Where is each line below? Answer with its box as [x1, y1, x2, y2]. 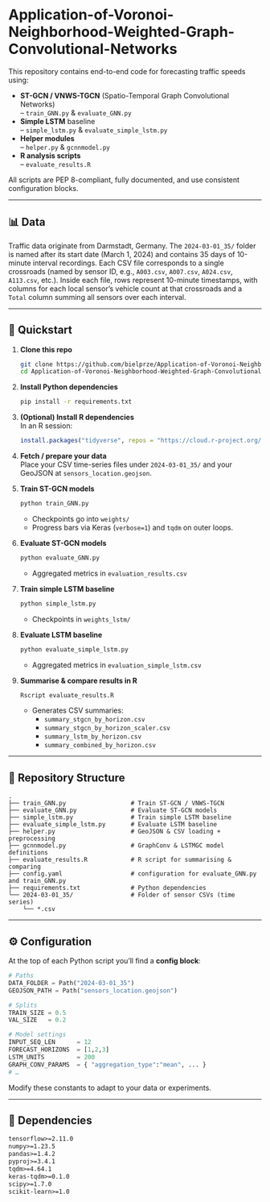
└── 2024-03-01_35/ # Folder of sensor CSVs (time [8, 891, 235, 900]
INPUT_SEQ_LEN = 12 [8, 1038, 92, 1046]
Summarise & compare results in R [19, 676, 138, 685]
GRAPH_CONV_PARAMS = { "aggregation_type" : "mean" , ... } [8, 1060, 207, 1069]
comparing [8, 863, 42, 871]
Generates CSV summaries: [31, 705, 124, 715]
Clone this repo [19, 344, 72, 354]
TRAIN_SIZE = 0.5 [8, 1009, 67, 1017]
